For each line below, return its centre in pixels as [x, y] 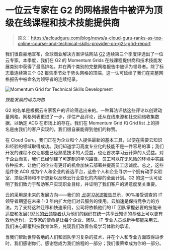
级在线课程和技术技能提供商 [63, 23]
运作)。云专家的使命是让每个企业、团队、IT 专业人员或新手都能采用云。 [88, 220]
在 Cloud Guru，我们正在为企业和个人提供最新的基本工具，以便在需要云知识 [84, 140]
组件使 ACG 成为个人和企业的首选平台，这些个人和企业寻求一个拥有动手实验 [84, 171]
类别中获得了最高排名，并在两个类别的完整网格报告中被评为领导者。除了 [84, 67]
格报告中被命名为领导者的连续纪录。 [43, 79]
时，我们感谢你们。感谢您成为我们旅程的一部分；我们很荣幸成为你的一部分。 [84, 243]
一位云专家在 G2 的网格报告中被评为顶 [84, 10]
